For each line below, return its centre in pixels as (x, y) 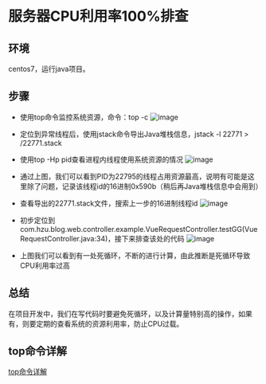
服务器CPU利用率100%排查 (98, 16)
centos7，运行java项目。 (49, 69)
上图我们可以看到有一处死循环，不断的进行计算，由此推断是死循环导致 (135, 255)
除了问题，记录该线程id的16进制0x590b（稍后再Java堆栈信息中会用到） (145, 186)
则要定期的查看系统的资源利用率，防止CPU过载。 (103, 323)
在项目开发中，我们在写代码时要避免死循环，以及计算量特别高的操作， (123, 313)
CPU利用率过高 (45, 265)
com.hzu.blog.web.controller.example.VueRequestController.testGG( (132, 229)
